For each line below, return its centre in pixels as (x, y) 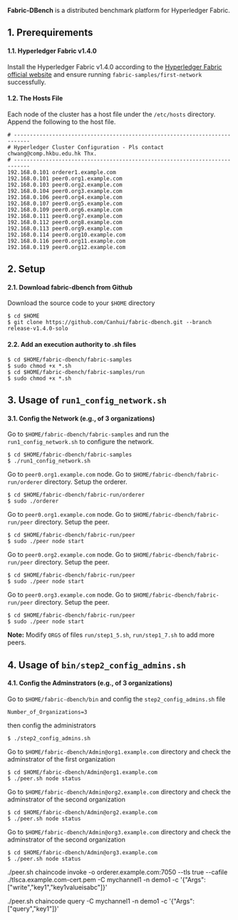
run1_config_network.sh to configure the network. (81, 442)
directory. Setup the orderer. (86, 482)
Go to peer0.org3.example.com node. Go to (69, 595)
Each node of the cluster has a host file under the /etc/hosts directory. (112, 114)
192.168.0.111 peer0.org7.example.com (65, 216)
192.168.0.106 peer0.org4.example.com (65, 197)
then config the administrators (52, 725)
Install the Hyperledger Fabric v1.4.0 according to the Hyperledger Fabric (115, 66)
